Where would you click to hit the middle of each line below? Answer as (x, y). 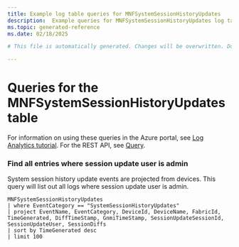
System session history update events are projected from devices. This (111, 179)
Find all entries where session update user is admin (98, 163)
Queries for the (53, 88)
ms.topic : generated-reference (54, 27)
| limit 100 (25, 237)
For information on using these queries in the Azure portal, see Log (106, 138)
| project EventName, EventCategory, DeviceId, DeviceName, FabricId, (114, 212)
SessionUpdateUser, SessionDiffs (57, 224)
